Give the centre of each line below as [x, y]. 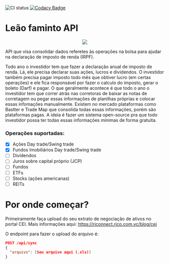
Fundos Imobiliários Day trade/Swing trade [57, 150]
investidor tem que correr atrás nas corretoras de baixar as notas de [76, 93]
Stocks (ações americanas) [41, 178]
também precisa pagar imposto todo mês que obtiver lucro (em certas [78, 77]
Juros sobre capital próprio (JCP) [47, 161]
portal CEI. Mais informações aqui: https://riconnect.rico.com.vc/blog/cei [81, 224]
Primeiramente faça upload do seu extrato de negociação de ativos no [78, 219]
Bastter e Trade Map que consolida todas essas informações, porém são [81, 109]
